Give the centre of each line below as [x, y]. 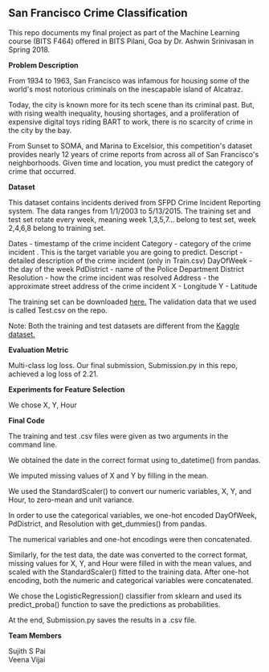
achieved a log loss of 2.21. [53, 374]
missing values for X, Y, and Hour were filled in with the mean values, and [130, 563]
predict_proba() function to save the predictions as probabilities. [114, 604]
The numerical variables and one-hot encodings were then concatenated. [130, 539]
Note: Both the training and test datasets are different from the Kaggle [124, 326]
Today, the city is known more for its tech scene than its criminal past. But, [131, 104]
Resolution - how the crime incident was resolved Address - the [114, 277]
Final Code [27, 420]
